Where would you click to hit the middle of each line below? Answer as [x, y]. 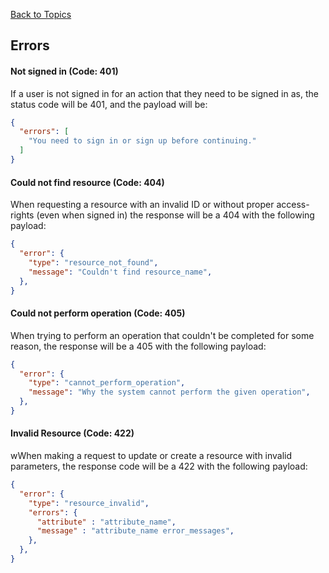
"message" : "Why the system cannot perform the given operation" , [169, 392]
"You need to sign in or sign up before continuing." [142, 141]
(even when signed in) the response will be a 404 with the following [175, 215]
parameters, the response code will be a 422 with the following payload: [159, 466]
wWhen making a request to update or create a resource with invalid [151, 456]
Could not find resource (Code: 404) [87, 182]
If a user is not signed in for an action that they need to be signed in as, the [164, 93]
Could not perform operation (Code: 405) [98, 313]
